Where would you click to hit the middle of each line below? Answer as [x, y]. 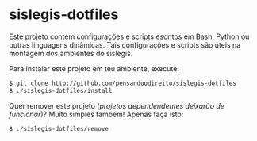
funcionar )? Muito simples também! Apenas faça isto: [96, 114]
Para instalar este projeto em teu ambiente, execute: [94, 68]
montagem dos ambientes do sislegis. [71, 53]
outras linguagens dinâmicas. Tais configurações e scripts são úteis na [125, 44]
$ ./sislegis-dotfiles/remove [59, 128]
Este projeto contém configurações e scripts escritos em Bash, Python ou [129, 36]
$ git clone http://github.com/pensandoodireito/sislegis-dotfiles [123, 83]
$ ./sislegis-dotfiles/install [61, 90]
